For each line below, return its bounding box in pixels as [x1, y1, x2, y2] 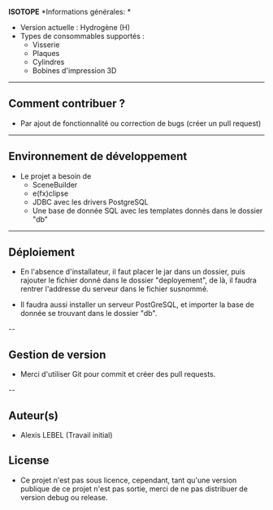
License [8, 454, 50, 468]
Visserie [32, 40, 60, 50]
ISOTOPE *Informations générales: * [8, 7, 132, 16]
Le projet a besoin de [19, 171, 92, 181]
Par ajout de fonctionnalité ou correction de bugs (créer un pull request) [19, 118, 262, 128]
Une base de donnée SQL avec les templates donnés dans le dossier [32, 205, 263, 215]
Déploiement [8, 245, 76, 259]
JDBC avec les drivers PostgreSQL [32, 197, 149, 206]
